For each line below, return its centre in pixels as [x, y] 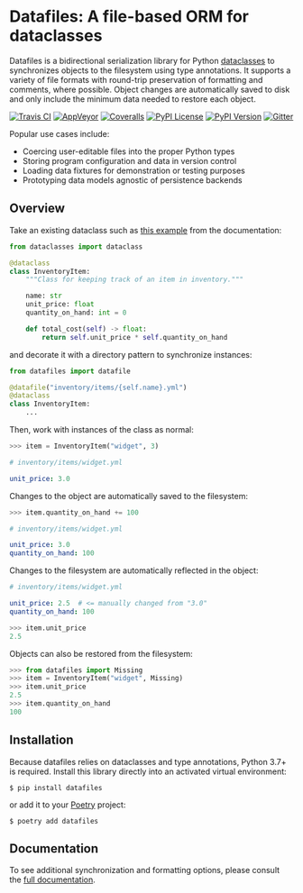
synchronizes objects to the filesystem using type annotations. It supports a [150, 70]
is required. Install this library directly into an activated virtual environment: [148, 771]
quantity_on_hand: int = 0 [76, 313]
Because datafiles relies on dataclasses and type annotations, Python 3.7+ [148, 761]
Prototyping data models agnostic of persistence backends [132, 180]
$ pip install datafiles [56, 788]
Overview [37, 209]
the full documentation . [53, 879]
